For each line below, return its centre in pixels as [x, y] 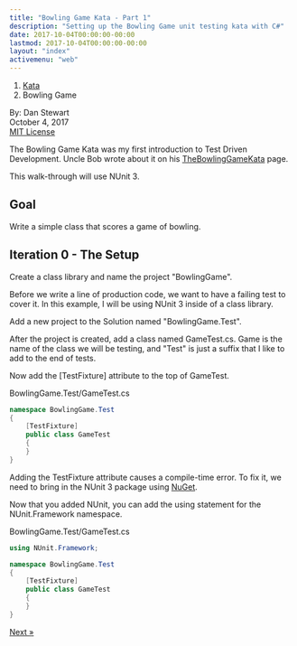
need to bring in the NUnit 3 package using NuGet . [104, 487]
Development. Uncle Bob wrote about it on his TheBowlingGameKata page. [149, 159]
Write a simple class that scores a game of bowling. [105, 226]
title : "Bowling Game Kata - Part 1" [80, 18]
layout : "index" [40, 51]
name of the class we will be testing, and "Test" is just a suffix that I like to [147, 348]
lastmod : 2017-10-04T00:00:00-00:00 [78, 43]
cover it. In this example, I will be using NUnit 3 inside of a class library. [141, 304]
